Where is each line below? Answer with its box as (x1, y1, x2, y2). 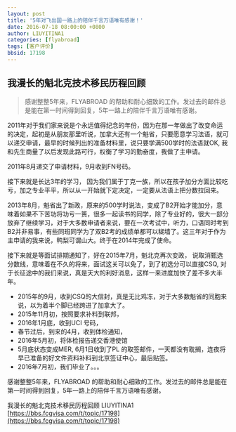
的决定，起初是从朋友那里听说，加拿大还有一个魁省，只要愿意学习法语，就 (7, 129, 223, 138)
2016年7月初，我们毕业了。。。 (17, 362, 103, 371)
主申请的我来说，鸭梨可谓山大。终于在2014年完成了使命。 (7, 236, 176, 244)
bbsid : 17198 (7, 50, 46, 57)
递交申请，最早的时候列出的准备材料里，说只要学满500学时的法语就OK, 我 (13, 138, 228, 147)
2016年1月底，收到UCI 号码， (17, 318, 103, 327)
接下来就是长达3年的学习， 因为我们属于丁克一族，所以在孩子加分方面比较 (7, 177, 223, 185)
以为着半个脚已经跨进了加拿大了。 (29, 301, 129, 309)
